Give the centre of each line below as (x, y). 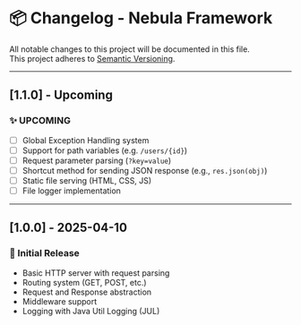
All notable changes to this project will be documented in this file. (130, 49)
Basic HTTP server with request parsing (96, 273)
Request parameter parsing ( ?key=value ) (97, 160)
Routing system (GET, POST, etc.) (84, 282)
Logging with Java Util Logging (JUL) (91, 311)
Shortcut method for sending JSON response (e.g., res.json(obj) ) (145, 170)
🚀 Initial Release (45, 253)
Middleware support (60, 301)
